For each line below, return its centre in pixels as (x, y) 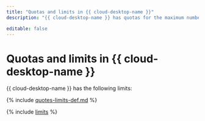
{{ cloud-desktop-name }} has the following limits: (69, 88)
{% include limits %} (32, 112)
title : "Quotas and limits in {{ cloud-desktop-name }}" (80, 12)
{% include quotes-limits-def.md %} (52, 100)
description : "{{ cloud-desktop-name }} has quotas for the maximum (95, 18)
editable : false (27, 29)
